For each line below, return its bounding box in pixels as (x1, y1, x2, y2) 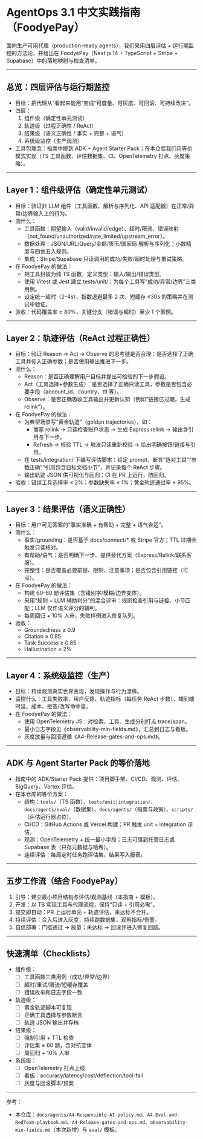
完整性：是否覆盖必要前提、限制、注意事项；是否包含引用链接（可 (24, 566, 188, 574)
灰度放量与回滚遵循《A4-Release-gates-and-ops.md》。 (24, 733, 163, 740)
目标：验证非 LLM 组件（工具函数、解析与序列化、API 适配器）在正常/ (14, 202, 189, 209)
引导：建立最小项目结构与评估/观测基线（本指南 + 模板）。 (14, 893, 159, 901)
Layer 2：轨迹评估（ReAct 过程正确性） (6, 333, 155, 343)
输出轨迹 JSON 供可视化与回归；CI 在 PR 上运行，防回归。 (24, 471, 170, 479)
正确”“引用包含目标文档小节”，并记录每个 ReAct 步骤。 (29, 464, 166, 471)
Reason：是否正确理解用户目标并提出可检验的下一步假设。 (24, 373, 170, 380)
